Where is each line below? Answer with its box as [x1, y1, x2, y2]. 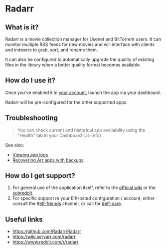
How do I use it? [5, 76, 56, 85]
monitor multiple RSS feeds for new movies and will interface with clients [5, 41, 155, 47]
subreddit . [12, 190, 34, 196]
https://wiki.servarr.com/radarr [12, 233, 76, 240]
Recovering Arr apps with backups [12, 157, 84, 163]
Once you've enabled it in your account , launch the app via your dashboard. [5, 89, 161, 95]
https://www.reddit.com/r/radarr [12, 239, 79, 245]
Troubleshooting [5, 113, 58, 122]
